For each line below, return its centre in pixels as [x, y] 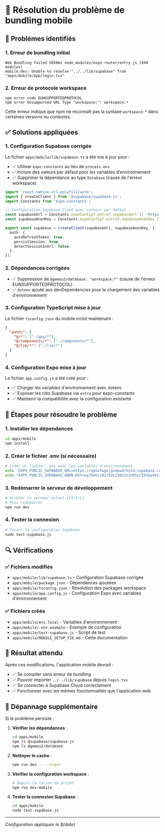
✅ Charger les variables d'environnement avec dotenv [67, 388]
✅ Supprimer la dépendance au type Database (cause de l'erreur [77, 177]
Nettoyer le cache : [32, 755]
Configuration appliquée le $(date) [40, 825]
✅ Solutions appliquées [42, 132]
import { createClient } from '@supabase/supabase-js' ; [63, 197]
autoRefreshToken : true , [39, 237]
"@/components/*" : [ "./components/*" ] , [55, 341]
